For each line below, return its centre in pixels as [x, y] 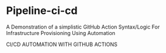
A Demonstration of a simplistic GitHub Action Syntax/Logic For [83, 27]
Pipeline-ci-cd [42, 11]
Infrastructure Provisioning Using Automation [61, 33]
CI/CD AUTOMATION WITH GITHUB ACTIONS [62, 44]
